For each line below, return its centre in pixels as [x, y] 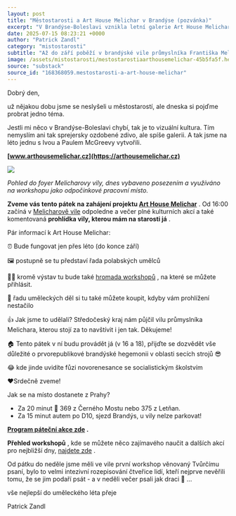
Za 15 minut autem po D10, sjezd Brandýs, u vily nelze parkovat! [110, 415]
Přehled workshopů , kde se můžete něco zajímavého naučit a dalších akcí [116, 443]
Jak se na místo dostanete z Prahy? [59, 394]
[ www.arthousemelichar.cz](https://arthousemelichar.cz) [94, 156]
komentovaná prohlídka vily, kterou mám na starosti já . [89, 219]
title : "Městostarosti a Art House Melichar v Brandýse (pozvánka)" [110, 20]
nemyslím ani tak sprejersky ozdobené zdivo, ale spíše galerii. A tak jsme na [117, 135]
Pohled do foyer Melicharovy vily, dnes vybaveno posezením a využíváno [114, 183]
